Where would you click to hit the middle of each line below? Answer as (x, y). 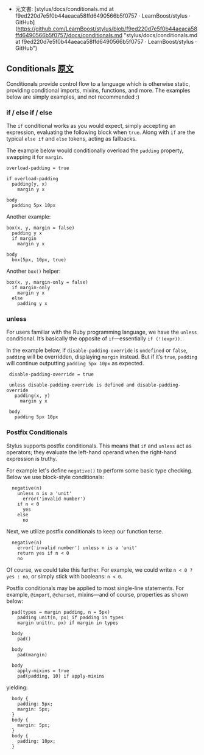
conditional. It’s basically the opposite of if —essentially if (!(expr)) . (94, 339)
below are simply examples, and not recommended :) (73, 97)
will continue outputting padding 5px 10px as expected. (75, 363)
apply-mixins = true (43, 671)
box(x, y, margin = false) (40, 228)
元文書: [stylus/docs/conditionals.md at (64, 9)
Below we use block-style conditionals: (55, 477)
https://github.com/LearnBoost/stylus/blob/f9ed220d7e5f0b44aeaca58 (107, 29)
